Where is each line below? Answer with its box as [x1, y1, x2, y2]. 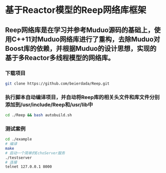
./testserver [5, 155, 32, 160]
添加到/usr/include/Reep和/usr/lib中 [5, 101, 93, 108]
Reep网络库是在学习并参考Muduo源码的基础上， [5, 26, 155, 34]
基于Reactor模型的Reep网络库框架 [5, 4, 147, 16]
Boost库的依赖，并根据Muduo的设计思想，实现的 [5, 44, 157, 52]
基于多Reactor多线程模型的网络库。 [5, 53, 115, 62]
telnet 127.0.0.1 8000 [5, 164, 52, 170]
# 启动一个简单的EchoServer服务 [5, 150, 65, 156]
